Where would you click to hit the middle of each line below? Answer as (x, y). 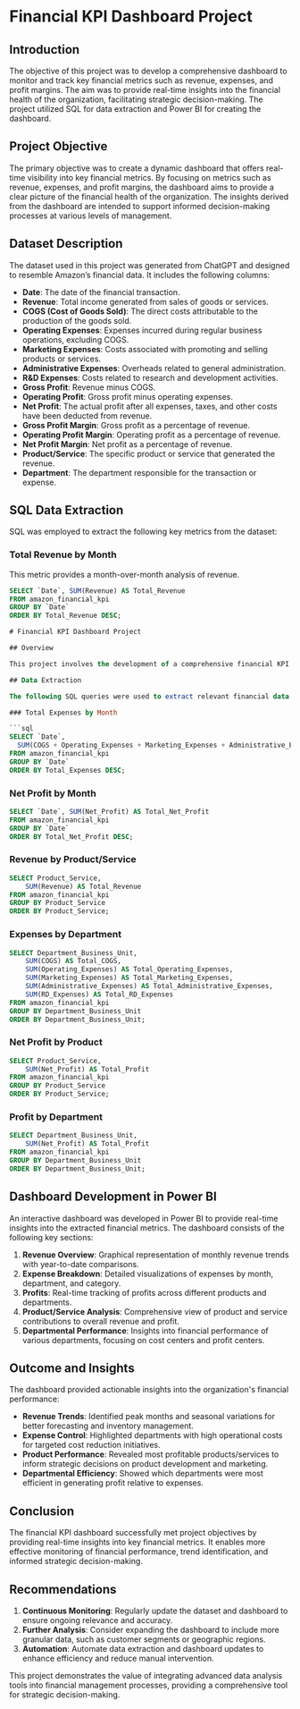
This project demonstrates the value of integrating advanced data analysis (146, 1675)
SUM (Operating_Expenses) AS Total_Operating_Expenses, (129, 969)
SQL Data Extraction (67, 510)
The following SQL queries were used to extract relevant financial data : (151, 696)
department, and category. (71, 1283)
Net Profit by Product (56, 1042)
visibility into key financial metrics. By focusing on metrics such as (149, 177)
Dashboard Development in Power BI (113, 1197)
